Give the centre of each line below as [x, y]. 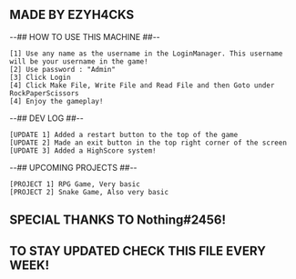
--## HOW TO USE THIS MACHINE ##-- [85, 36]
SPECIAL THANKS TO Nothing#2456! [117, 220]
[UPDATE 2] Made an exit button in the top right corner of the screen [148, 143]
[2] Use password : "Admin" [63, 69]
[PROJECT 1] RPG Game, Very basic [75, 184]
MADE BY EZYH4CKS [72, 15]
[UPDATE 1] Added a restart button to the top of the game [124, 135]
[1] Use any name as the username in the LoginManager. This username [146, 54]
